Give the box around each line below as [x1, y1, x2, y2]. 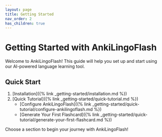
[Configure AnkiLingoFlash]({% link [19, 101, 92, 107]
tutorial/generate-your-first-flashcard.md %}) [19, 117, 112, 123]
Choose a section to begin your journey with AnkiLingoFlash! [5, 126, 129, 132]
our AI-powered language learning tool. [5, 63, 85, 69]
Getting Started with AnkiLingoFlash [5, 42, 157, 53]
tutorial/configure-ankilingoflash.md [19, 107, 93, 112]
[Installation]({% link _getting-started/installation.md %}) [12, 91, 127, 96]
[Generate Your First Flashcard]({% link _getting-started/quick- [19, 111, 148, 117]
